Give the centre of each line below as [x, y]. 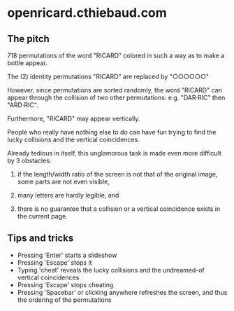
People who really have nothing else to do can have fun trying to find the [112, 132]
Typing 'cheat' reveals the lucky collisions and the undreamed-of [111, 270]
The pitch [29, 39]
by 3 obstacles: [29, 160]
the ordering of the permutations [64, 300]
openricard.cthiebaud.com [87, 13]
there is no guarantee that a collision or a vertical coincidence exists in [119, 209]
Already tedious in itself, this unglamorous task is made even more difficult [114, 153]
